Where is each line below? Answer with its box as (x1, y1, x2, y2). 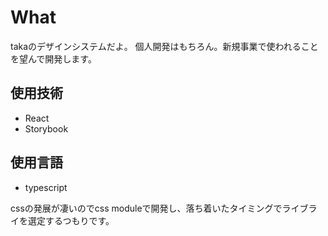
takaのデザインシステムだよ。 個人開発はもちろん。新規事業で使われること (10, 40, 319, 52)
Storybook (24, 122, 69, 135)
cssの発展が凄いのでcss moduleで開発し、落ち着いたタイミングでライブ (10, 202, 309, 214)
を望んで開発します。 (10, 52, 97, 65)
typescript (24, 181, 68, 193)
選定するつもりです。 (27, 214, 115, 226)
